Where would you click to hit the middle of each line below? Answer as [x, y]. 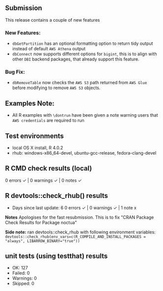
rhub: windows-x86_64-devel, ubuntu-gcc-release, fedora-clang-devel [84, 153]
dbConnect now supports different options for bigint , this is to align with [84, 54]
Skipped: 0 [23, 284]
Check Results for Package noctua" [41, 222]
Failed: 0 [21, 273]
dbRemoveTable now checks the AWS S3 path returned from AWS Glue [80, 83]
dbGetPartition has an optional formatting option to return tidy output [82, 43]
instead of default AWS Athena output [49, 49]
